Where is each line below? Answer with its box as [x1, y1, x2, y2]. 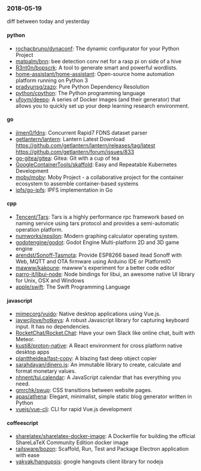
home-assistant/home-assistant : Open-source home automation [15, 70, 175, 77]
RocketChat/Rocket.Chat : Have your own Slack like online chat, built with [15, 329, 195, 336]
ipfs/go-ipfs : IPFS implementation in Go [15, 186, 113, 193]
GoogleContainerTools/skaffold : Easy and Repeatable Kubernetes [15, 160, 177, 168]
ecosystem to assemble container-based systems [15, 180, 139, 187]
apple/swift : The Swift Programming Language [15, 283, 130, 290]
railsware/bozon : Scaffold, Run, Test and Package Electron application [15, 445, 189, 452]
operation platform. [15, 226, 63, 233]
